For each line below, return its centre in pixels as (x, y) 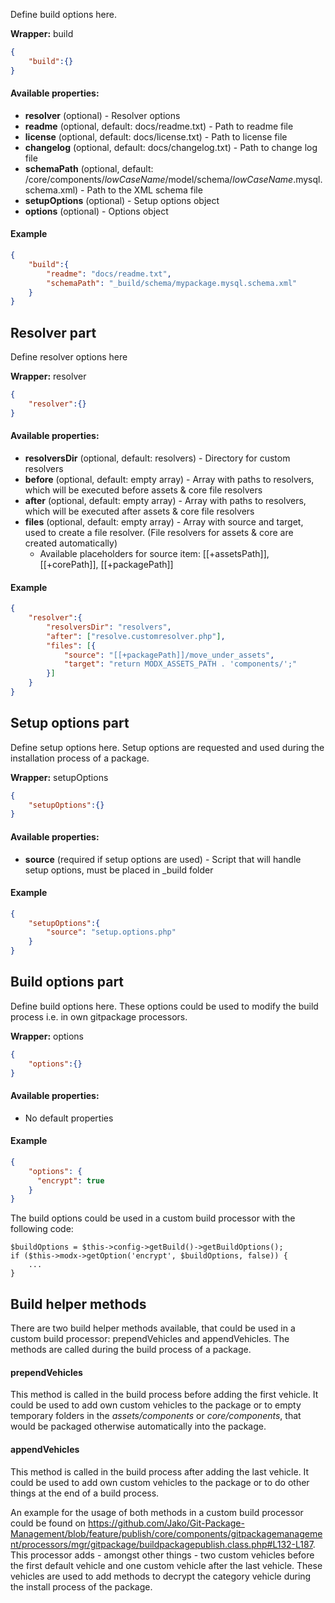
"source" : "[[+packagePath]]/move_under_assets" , (169, 655)
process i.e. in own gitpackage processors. (99, 1016)
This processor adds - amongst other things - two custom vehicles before (162, 1555)
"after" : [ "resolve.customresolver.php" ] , (136, 636)
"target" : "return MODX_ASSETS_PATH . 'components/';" (180, 664)
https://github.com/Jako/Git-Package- (166, 1523)
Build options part (67, 982)
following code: (42, 1229)
